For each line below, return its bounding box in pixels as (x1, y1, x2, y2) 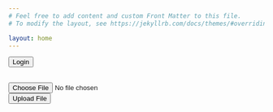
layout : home (8, 34, 53, 42)
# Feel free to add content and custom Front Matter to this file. (8, 11, 242, 20)
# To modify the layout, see (8, 19, 107, 28)
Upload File (12, 94, 47, 103)
